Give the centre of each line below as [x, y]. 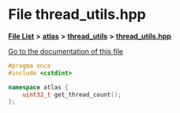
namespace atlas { [38, 87]
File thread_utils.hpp [77, 15]
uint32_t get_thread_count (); [72, 95]
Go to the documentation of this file [66, 51]
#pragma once [30, 66]
